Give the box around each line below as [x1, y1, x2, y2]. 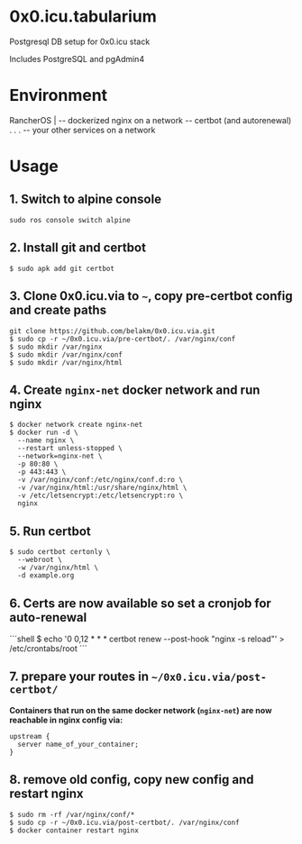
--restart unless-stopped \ [17, 444, 124, 453]
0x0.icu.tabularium [9, 6, 158, 27]
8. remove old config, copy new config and [9, 772, 254, 787]
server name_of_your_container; [17, 740, 140, 749]
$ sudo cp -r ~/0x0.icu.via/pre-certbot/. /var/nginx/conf [9, 334, 236, 343]
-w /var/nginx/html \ [17, 563, 99, 573]
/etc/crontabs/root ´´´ [9, 642, 87, 654]
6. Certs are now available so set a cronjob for [9, 595, 272, 611]
